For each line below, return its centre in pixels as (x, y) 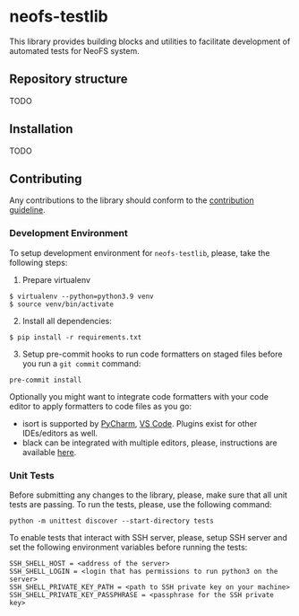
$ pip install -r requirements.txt (76, 337)
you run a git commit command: (81, 363)
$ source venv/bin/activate (62, 304)
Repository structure (68, 79)
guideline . (28, 210)
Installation (41, 129)
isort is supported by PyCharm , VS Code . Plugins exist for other (140, 423)
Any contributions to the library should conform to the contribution (132, 200)
